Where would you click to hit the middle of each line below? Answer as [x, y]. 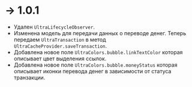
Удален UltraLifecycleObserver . [54, 27]
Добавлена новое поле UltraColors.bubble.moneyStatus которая [95, 65]
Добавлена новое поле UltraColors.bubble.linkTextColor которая [98, 52]
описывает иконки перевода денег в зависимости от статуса [92, 71]
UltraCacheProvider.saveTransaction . [60, 46]
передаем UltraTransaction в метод [60, 39]
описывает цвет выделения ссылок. [60, 58]
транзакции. [29, 77]
